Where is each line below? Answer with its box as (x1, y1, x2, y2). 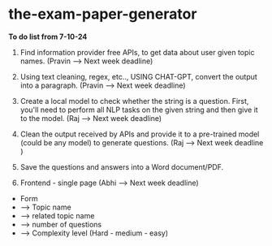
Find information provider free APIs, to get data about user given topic (19, 47, 255, 57)
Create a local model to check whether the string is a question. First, (19, 96, 249, 106)
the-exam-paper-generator (8, 5, 197, 24)
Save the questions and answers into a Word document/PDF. (19, 162, 224, 171)
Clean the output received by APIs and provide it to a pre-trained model (19, 129, 260, 139)
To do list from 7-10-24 (8, 32, 88, 41)
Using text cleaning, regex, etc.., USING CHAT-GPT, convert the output (19, 71, 257, 81)
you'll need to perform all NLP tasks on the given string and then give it (19, 105, 258, 114)
